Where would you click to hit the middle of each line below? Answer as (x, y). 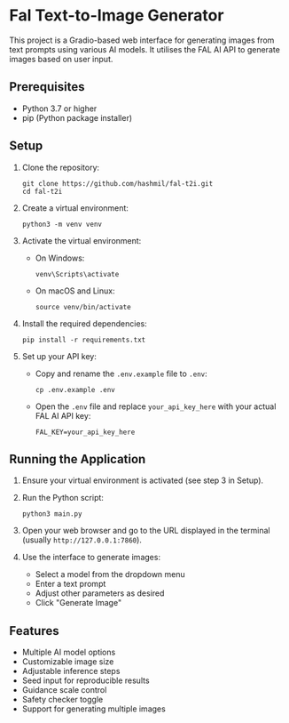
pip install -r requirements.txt (84, 340)
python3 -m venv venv (62, 224)
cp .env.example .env (75, 390)
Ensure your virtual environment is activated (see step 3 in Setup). (143, 480)
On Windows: (60, 258)
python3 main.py (52, 514)
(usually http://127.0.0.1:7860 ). (82, 540)
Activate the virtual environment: (82, 240)
